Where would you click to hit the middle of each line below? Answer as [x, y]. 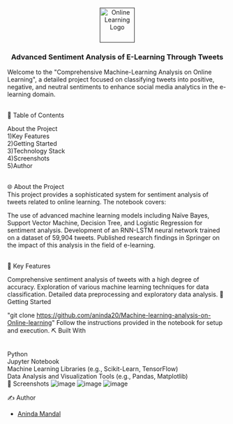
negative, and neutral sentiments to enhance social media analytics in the [113, 87]
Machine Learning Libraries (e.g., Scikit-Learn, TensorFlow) [93, 369]
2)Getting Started [32, 144]
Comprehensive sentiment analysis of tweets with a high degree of [103, 280]
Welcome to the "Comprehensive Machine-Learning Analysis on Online [110, 72]
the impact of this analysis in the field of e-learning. [81, 245]
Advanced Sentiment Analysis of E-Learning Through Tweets [117, 56]
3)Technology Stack [36, 151]
